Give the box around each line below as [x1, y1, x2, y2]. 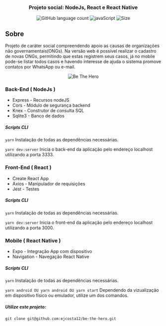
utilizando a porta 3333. [5, 152, 54, 158]
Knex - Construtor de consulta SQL [12, 108, 84, 114]
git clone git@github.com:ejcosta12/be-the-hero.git [5, 316, 116, 321]
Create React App [12, 175, 49, 181]
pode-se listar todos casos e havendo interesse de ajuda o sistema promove [5, 59, 161, 65]
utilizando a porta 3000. [5, 225, 55, 231]
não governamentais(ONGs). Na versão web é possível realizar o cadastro [5, 48, 157, 54]
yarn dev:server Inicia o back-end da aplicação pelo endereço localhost [5, 146, 153, 152]
